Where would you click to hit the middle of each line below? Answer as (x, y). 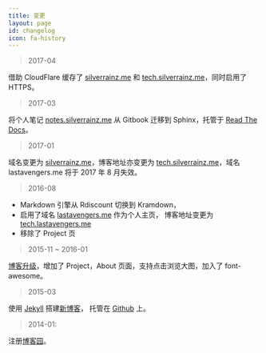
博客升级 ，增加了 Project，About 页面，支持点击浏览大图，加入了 (116, 266)
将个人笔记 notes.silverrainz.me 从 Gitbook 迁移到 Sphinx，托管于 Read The (133, 120)
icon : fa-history (37, 38)
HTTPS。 (24, 87)
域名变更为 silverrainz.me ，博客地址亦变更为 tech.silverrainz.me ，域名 (124, 162)
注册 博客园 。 (29, 341)
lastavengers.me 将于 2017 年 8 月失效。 (75, 172)
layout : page (30, 23)
